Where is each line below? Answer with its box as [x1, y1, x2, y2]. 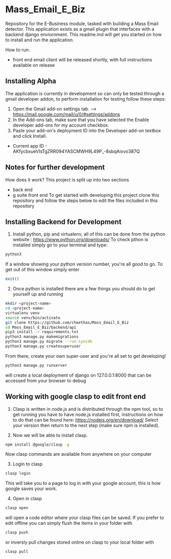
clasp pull [5, 549, 29, 554]
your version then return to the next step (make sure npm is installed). [12, 422, 160, 428]
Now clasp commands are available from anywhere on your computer [5, 451, 152, 457]
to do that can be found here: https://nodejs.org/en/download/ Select [12, 416, 158, 423]
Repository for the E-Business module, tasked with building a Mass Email [5, 20, 159, 27]
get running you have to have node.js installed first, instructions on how [12, 411, 163, 417]
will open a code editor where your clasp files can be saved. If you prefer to [5, 515, 164, 521]
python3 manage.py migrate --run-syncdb [5, 339, 93, 344]
